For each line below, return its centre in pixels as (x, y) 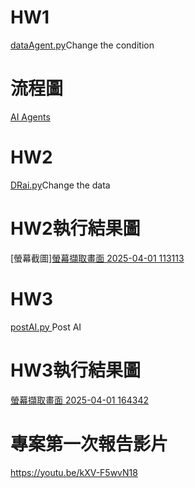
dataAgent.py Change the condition (82, 45)
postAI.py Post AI (46, 327)
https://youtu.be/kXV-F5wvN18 (74, 472)
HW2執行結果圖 (75, 228)
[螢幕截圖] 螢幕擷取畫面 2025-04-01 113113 (97, 258)
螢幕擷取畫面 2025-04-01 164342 (80, 400)
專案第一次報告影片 (89, 443)
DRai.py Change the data (60, 185)
